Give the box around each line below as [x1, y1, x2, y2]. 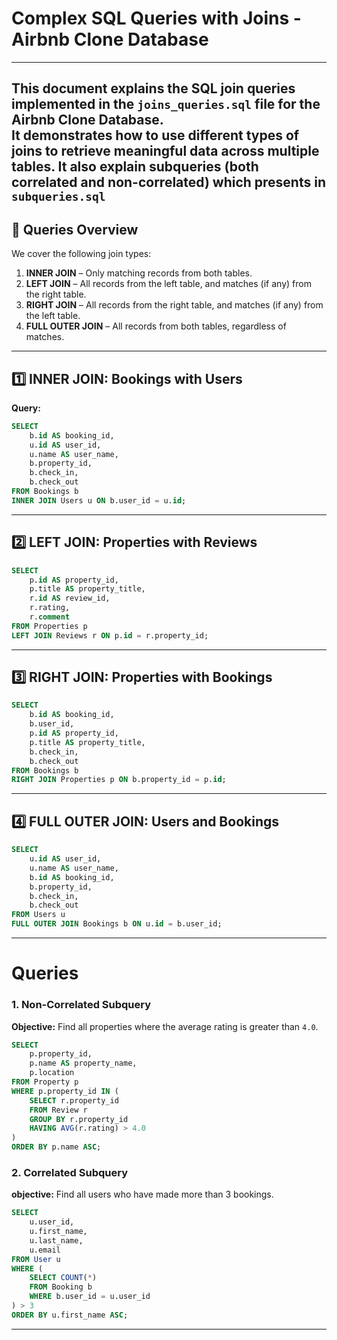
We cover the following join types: [11, 248, 152, 260]
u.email [29, 1245, 61, 1255]
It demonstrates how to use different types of [11, 127, 300, 144]
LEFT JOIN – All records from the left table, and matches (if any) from [25, 278, 312, 290]
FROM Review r [29, 1105, 88, 1115]
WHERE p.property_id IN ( [11, 1086, 119, 1096]
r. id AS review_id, [29, 593, 111, 604]
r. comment [29, 612, 71, 622]
